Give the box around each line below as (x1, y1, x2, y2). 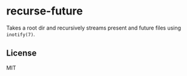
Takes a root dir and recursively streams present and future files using (6, 24, 182, 31)
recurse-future (6, 4, 83, 18)
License (6, 48, 37, 59)
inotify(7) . (6, 30, 35, 37)
